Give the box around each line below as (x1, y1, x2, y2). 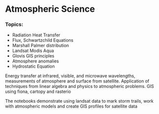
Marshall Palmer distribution (12, 43, 69, 49)
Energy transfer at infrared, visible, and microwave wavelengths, (5, 73, 135, 79)
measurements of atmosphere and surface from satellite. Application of (5, 78, 150, 84)
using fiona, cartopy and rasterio (5, 88, 71, 94)
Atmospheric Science (5, 3, 95, 15)
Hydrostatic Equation (12, 63, 55, 69)
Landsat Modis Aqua (12, 48, 54, 54)
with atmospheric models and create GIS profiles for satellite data (5, 103, 137, 109)
